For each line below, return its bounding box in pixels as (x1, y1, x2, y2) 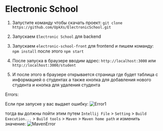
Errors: (5, 91, 19, 97)
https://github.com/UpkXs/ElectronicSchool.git (12, 25, 111, 30)
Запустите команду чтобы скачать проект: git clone (12, 20, 123, 26)
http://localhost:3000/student (12, 63, 76, 68)
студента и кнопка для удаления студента (12, 82, 100, 88)
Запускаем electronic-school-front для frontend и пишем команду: (12, 43, 154, 49)
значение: (5, 121, 26, 127)
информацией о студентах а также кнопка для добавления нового (12, 77, 152, 82)
